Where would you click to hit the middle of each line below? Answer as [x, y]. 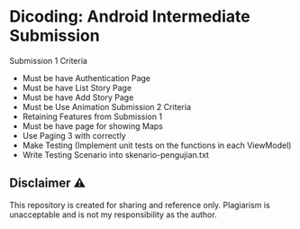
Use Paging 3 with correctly [74, 135]
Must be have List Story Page [77, 87]
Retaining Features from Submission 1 [92, 116]
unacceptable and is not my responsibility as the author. [114, 215]
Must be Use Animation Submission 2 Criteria [107, 106]
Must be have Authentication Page [86, 78]
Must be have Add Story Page [78, 97]
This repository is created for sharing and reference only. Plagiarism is [140, 205]
